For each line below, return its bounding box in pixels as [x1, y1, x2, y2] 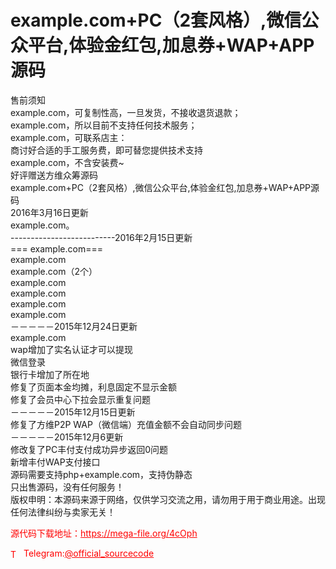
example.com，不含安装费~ [10, 156, 125, 168]
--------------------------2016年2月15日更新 [10, 231, 193, 243]
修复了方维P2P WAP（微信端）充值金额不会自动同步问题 [10, 418, 242, 430]
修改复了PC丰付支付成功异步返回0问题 [10, 443, 168, 455]
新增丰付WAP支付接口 [10, 456, 101, 468]
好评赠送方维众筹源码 [10, 169, 98, 181]
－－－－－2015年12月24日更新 [10, 320, 138, 332]
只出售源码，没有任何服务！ [10, 481, 125, 493]
